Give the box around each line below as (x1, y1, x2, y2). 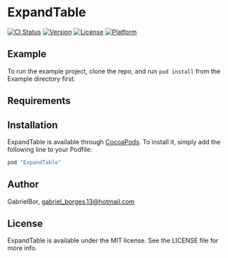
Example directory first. (7, 74, 76, 83)
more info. (7, 244, 38, 252)
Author (7, 178, 39, 191)
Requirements (7, 95, 71, 107)
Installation (7, 119, 58, 131)
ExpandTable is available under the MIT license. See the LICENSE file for (7, 236, 219, 245)
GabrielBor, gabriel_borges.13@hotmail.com (7, 197, 135, 206)
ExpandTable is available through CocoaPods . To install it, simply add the (7, 137, 221, 146)
